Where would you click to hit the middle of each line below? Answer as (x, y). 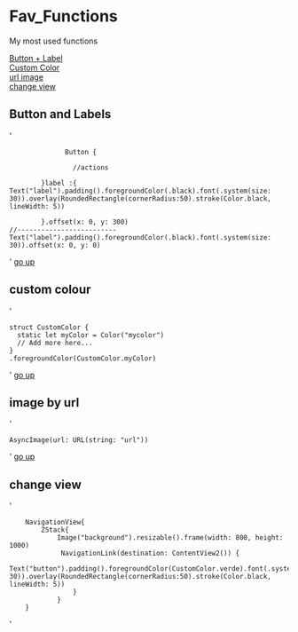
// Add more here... (55, 343)
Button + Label (36, 58)
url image (27, 76)
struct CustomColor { (49, 327)
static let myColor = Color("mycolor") (91, 335)
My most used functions (54, 41)
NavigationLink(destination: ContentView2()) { (150, 553)
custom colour (50, 290)
